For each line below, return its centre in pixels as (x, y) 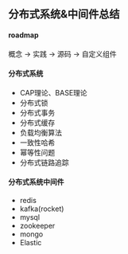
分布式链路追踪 (44, 162)
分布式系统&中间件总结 (64, 14)
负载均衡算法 (41, 132)
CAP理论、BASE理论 (53, 92)
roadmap (23, 35)
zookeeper (37, 226)
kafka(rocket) (42, 209)
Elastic (31, 242)
